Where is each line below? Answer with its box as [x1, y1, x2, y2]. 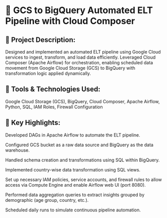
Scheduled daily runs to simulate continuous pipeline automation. [5, 207, 141, 213]
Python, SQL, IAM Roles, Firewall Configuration [5, 104, 103, 110]
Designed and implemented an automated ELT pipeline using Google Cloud [5, 49, 161, 55]
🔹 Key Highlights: [5, 118, 61, 127]
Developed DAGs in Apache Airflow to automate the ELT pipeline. [5, 132, 140, 138]
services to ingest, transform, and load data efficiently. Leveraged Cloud [5, 54, 156, 60]
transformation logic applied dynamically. [5, 70, 91, 76]
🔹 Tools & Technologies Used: [5, 85, 101, 94]
